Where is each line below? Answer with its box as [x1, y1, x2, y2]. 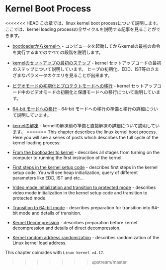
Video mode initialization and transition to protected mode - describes [12, 184, 156, 190]
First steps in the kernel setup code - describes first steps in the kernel [12, 164, 158, 170]
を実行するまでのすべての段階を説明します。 [12, 49, 103, 55]
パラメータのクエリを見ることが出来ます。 [25, 72, 112, 78]
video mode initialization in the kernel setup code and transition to [12, 189, 148, 195]
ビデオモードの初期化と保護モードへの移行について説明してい [29, 89, 156, 95]
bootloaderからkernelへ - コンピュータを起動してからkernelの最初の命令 [12, 43, 161, 49]
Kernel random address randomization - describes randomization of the [12, 234, 160, 240]
